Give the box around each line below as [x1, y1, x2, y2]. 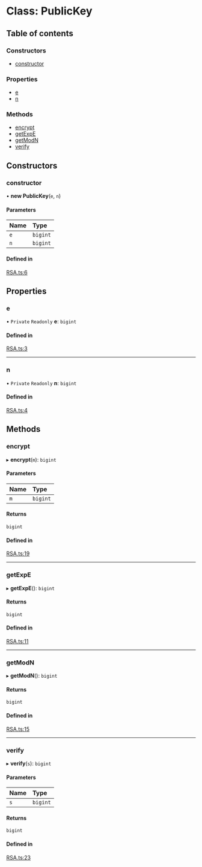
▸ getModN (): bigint [6, 672, 58, 679]
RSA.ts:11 [6, 637, 29, 645]
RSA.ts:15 [6, 725, 30, 733]
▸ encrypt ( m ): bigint [6, 456, 57, 463]
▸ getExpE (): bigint [6, 584, 55, 591]
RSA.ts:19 [6, 550, 30, 557]
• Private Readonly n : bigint [6, 379, 77, 386]
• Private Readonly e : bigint [6, 318, 77, 325]
